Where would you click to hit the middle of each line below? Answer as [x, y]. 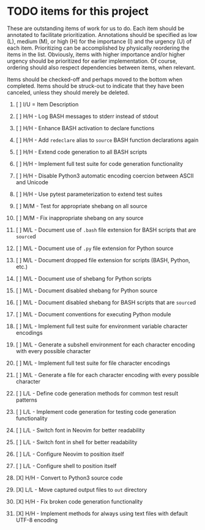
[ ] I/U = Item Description [47, 104]
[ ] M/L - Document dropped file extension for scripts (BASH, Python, [103, 260]
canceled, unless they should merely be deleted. [68, 92]
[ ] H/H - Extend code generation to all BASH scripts [81, 152]
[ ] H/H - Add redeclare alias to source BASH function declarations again [107, 140]
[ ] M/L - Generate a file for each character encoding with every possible [107, 375]
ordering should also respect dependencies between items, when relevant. [101, 67]
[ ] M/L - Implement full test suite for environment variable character [102, 326]
